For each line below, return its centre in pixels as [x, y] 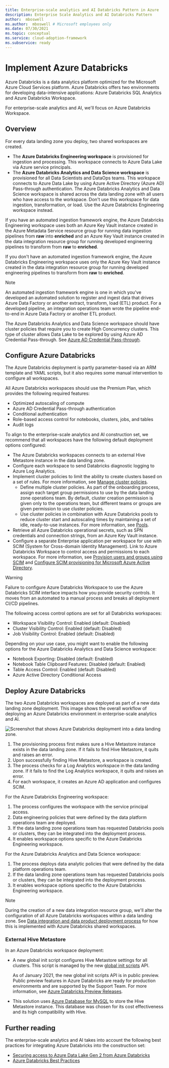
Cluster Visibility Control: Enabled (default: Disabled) [67, 629]
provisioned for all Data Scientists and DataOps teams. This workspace [86, 178]
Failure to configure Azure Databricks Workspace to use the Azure [74, 587]
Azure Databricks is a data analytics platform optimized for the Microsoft [81, 82]
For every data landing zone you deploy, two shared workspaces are [76, 141]
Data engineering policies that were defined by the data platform [80, 817]
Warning [14, 578]
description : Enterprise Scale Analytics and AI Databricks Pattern [79, 15]
